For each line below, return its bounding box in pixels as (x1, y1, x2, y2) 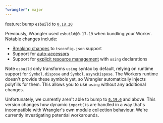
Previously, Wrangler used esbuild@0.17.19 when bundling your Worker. (5, 30, 152, 36)
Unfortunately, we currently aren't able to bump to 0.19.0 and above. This (5, 96, 156, 102)
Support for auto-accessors (12, 51, 69, 57)
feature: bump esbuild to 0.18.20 (5, 21, 73, 27)
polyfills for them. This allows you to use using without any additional (5, 81, 146, 87)
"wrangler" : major (5, 7, 43, 12)
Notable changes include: (5, 36, 58, 42)
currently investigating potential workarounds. (5, 112, 99, 118)
